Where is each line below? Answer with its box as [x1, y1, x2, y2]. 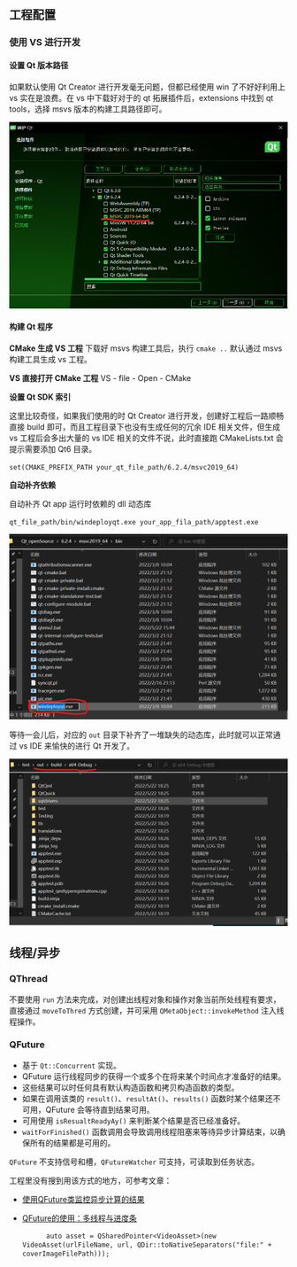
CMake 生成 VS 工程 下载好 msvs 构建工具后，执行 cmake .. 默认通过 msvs [9, 343, 283, 354]
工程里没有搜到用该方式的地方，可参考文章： [9, 1175, 172, 1185]
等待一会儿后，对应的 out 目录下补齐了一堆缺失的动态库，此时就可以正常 [9, 729, 274, 740]
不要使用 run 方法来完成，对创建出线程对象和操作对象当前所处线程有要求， [9, 994, 281, 1005]
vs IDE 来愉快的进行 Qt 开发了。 [19, 740, 135, 750]
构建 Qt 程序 [9, 322, 53, 332]
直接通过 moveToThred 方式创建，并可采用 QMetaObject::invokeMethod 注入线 [9, 1005, 285, 1015]
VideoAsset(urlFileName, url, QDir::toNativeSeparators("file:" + [21, 1240, 272, 1249]
